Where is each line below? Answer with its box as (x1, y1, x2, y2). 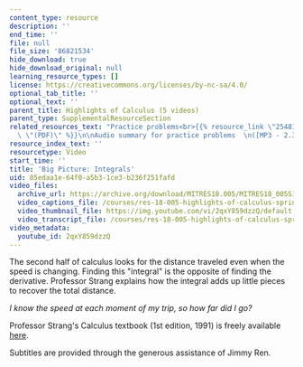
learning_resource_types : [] (9, 72, 119, 81)
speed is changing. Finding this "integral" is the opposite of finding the (9, 266, 272, 277)
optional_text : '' (9, 97, 78, 107)
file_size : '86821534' (9, 47, 95, 56)
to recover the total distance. (9, 286, 117, 296)
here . (9, 330, 29, 341)
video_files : (9, 182, 59, 191)
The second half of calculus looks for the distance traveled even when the (9, 257, 286, 268)
